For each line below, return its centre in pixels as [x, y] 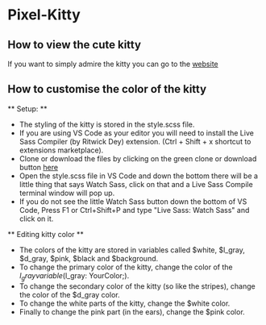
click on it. [36, 219]
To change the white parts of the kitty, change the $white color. [125, 303]
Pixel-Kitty [44, 15]
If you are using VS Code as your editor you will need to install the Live [137, 133]
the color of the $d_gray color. [69, 294]
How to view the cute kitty [75, 45]
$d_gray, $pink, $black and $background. [89, 258]
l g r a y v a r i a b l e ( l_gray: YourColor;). [74, 276]
